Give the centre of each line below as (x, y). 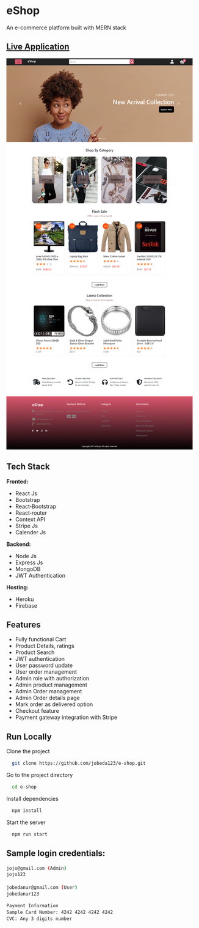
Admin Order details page (48, 698)
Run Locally (29, 736)
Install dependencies (33, 798)
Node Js (26, 556)
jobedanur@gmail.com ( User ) (42, 888)
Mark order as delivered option (54, 704)
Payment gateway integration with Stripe (66, 717)
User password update (44, 665)
